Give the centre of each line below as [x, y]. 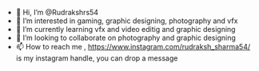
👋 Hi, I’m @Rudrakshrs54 [57, 12]
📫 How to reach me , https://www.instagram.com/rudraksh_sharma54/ [133, 47]
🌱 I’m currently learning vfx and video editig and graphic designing [126, 29]
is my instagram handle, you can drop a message [97, 58]
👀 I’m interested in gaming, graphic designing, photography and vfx [127, 21]
